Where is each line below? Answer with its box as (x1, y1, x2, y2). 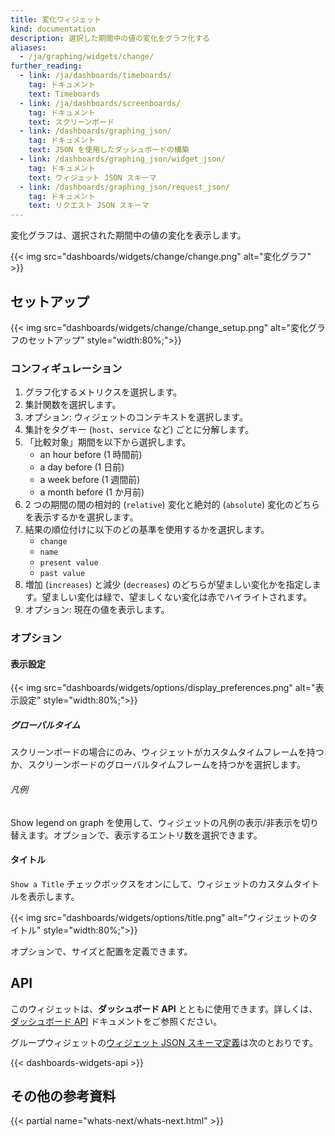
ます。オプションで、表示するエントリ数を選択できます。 (27, 829, 263, 841)
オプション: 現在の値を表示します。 (24, 604, 170, 616)
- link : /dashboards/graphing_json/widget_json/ (19, 154, 226, 164)
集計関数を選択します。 (24, 399, 122, 411)
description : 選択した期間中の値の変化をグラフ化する (10, 33, 211, 43)
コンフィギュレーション (10, 361, 123, 375)
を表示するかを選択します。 (24, 511, 139, 523)
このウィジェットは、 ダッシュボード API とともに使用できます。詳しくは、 (10, 1002, 318, 1015)
